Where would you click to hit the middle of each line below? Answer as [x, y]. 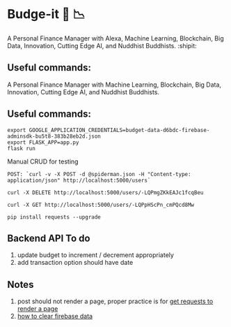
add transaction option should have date [75, 263]
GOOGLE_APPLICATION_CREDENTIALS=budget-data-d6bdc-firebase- [119, 130]
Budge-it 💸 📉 [46, 14]
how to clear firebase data [55, 317]
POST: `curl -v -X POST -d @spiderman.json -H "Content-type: [99, 174]
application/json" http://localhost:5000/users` [79, 180]
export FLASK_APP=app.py [43, 142]
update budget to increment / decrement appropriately [95, 255]
